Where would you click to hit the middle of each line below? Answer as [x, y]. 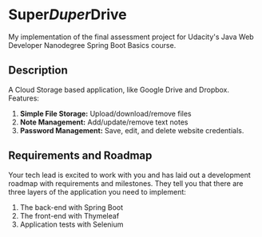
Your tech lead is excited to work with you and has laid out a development [130, 175]
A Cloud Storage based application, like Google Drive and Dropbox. [119, 89]
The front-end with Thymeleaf [69, 215]
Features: [24, 98]
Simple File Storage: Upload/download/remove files [105, 113]
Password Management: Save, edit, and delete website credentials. [132, 130]
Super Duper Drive [68, 15]
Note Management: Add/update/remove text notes [104, 122]
